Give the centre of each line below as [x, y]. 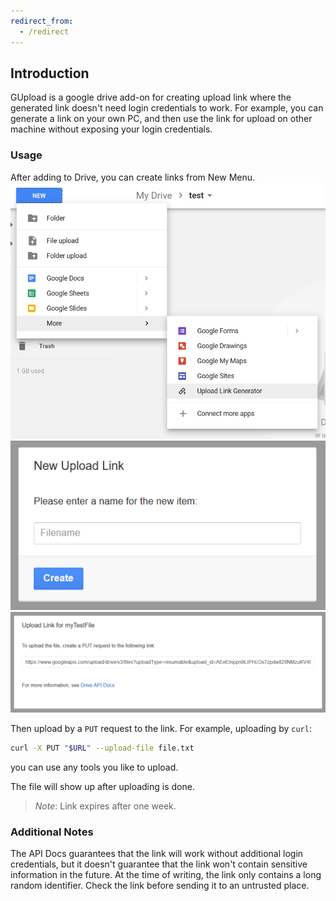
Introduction [50, 73]
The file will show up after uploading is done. [102, 786]
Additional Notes [52, 832]
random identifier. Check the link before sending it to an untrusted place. [160, 886]
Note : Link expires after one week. [105, 806]
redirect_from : [42, 21]
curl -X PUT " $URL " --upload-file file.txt [102, 748]
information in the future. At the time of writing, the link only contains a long [166, 875]
